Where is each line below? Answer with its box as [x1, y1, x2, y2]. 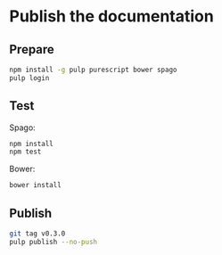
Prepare [9, 42, 55, 57]
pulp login [9, 73, 50, 82]
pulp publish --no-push [9, 237, 98, 246]
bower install [9, 181, 62, 190]
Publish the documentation [9, 6, 214, 27]
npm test [9, 147, 42, 157]
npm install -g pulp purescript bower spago [9, 65, 177, 74]
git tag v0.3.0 [9, 229, 66, 238]
